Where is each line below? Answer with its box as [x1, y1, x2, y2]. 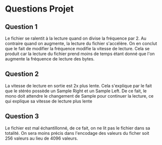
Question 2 [5, 70, 39, 78]
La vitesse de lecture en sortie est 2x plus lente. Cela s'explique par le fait [5, 83, 152, 88]
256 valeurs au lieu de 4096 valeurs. [5, 135, 78, 141]
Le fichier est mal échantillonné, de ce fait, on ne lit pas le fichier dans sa [5, 125, 150, 131]
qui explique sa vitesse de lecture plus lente [5, 98, 93, 104]
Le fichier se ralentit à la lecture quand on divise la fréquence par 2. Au [5, 35, 147, 41]
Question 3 [5, 112, 39, 120]
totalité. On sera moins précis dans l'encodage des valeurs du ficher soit [5, 130, 149, 136]
